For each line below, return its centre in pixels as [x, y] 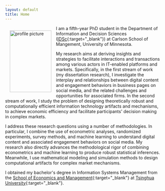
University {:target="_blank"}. [34, 183]
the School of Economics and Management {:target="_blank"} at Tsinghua [80, 178]
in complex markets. [26, 116]
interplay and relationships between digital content [107, 80]
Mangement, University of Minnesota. [94, 44]
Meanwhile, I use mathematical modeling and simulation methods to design [82, 157]
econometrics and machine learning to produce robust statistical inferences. [82, 152]
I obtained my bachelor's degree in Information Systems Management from [81, 172]
